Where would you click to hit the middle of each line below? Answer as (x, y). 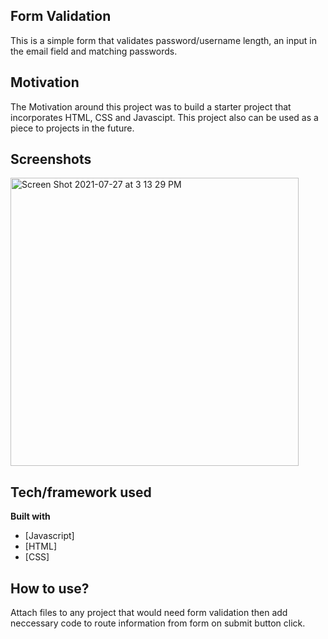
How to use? (50, 588)
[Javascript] (49, 536)
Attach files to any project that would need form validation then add (149, 613)
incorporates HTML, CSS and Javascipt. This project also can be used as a (164, 117)
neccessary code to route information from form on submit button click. (158, 623)
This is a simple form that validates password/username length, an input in (163, 40)
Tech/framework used (81, 492)
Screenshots (51, 159)
